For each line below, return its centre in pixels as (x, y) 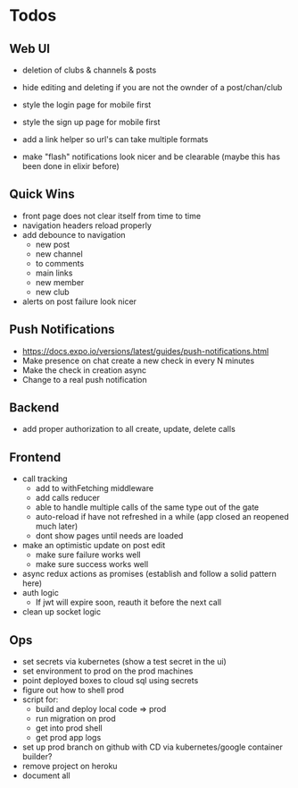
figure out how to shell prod (73, 691)
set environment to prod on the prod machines (108, 671)
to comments (60, 263)
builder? (37, 757)
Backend (34, 408)
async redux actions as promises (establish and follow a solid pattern (149, 574)
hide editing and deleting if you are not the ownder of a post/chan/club (152, 87)
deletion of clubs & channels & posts (89, 70)
